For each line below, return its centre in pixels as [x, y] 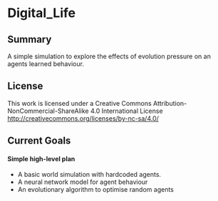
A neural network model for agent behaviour [83, 182]
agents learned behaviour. [46, 64]
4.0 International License [126, 111]
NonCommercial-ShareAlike [48, 111]
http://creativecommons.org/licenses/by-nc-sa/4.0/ [83, 118]
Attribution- [170, 103]
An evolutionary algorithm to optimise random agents [96, 190]
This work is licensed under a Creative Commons [79, 103]
